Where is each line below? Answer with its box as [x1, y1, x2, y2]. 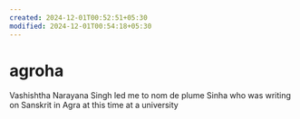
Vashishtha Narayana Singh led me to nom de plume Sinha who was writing [9, 90, 292, 101]
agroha [9, 60, 64, 81]
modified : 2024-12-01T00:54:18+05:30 [9, 22, 152, 31]
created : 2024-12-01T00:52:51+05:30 [9, 13, 148, 23]
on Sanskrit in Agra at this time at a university [9, 100, 179, 111]
